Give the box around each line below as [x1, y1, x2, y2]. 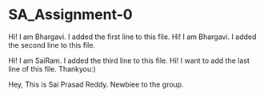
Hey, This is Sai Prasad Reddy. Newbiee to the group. [8, 80, 184, 89]
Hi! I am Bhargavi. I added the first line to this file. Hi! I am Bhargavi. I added [8, 32, 257, 41]
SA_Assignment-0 [8, 6, 134, 24]
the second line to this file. [8, 40, 96, 49]
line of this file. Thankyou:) [8, 64, 96, 73]
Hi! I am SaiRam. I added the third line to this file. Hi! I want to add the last [8, 56, 250, 65]
